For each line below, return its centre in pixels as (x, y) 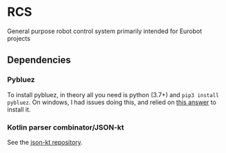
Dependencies (39, 60)
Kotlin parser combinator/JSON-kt (66, 127)
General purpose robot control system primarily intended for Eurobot (105, 31)
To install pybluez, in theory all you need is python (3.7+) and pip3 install (113, 94)
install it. (19, 109)
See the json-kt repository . (45, 142)
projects (19, 38)
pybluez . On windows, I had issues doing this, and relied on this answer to (112, 102)
